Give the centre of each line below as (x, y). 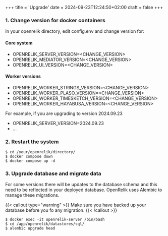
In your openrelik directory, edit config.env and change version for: (75, 31)
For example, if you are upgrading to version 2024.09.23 (64, 113)
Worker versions (23, 76)
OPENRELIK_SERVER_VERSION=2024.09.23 (58, 123)
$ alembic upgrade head (30, 228)
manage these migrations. (32, 195)
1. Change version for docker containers (55, 20)
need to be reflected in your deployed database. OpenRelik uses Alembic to (84, 190)
